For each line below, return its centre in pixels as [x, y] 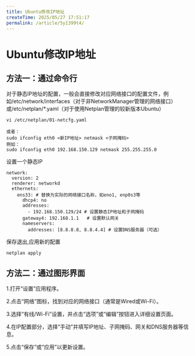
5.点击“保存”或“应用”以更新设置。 [47, 347]
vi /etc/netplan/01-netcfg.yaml [46, 120]
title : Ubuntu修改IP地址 [35, 12]
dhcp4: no [34, 200]
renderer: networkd [36, 183]
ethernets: [25, 189]
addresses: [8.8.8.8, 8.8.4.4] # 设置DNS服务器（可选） [95, 230]
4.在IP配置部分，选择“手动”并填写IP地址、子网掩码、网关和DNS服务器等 [95, 327]
